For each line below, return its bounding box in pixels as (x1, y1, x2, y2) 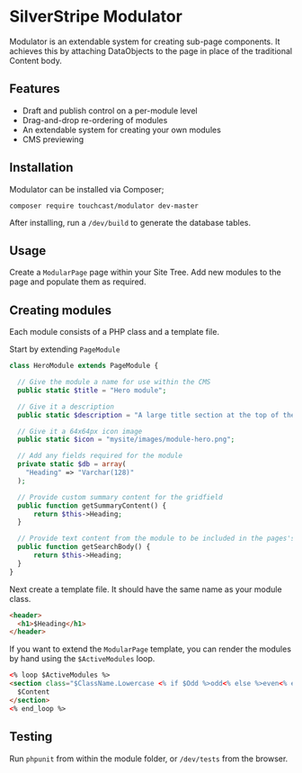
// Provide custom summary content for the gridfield (17, 492, 223, 501)
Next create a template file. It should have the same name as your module (9, 583, 282, 595)
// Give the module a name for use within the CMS (17, 378, 211, 387)
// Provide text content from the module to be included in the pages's (17, 534, 296, 544)
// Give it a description (17, 402, 115, 411)
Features (9, 81, 60, 96)
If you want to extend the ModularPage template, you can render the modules (9, 643, 292, 654)
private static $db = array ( (17, 460, 127, 469)
